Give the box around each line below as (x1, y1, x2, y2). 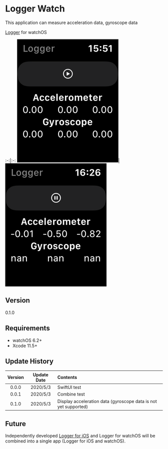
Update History (5, 357, 54, 365)
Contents (57, 374, 77, 380)
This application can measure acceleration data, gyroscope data (5, 19, 138, 25)
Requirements (5, 324, 50, 332)
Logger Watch (5, 3, 65, 14)
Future (5, 419, 26, 428)
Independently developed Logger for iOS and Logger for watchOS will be (5, 432, 155, 438)
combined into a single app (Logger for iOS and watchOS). (5, 438, 126, 444)
